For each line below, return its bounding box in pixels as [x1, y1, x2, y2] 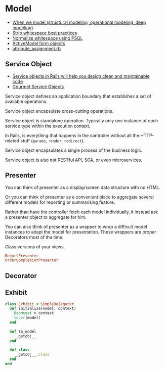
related [5, 138, 20, 143]
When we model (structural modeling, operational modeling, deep [12, 19, 146, 25]
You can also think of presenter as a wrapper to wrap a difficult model [5, 224, 147, 230]
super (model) [14, 315, 41, 321]
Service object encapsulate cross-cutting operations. [5, 108, 114, 114]
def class [9, 347, 30, 353]
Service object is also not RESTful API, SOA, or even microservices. [5, 157, 142, 163]
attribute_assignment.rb [12, 46, 61, 51]
